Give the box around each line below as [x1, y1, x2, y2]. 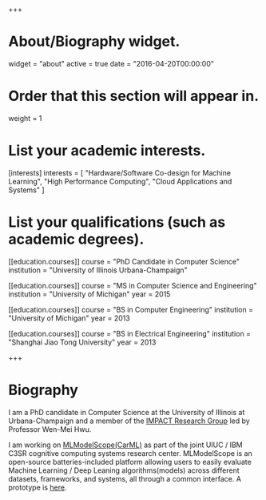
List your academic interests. [8, 142, 206, 160]
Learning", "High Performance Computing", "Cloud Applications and [8, 176, 232, 186]
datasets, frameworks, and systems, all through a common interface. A [8, 474, 242, 483]
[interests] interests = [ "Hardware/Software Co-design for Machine [8, 167, 232, 177]
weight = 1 [8, 113, 42, 123]
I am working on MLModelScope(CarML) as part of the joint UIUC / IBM [8, 440, 243, 450]
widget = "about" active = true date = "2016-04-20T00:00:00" [8, 58, 214, 68]
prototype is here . [8, 482, 67, 492]
